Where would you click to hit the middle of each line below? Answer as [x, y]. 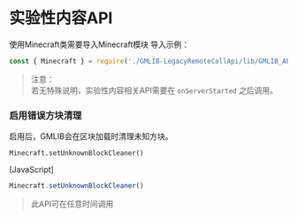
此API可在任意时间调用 [72, 204]
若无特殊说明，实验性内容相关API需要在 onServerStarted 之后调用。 [154, 90]
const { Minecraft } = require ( [69, 61]
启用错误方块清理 [46, 115]
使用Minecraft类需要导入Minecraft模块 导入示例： [99, 44]
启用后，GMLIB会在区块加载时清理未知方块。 [91, 136]
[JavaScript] [32, 170]
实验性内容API [61, 18]
